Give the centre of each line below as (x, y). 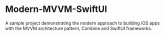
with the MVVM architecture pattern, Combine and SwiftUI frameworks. (79, 28)
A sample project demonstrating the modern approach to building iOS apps (82, 23)
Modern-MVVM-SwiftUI (56, 9)
